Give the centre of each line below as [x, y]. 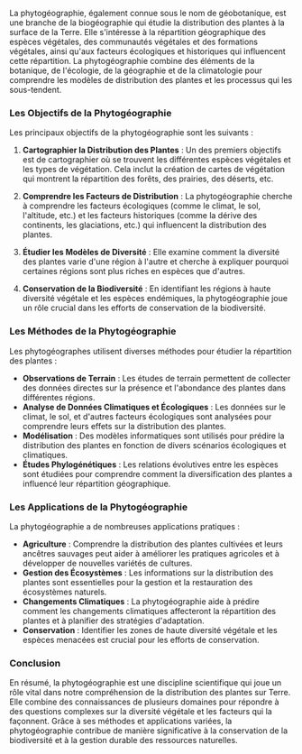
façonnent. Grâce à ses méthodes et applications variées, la [121, 722]
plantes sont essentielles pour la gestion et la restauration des [137, 582]
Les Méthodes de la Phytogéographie [93, 331]
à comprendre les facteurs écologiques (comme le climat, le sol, [142, 206]
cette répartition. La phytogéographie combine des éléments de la [132, 61]
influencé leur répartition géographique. [96, 483]
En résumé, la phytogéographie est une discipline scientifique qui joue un [146, 683]
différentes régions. [59, 397]
